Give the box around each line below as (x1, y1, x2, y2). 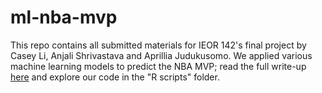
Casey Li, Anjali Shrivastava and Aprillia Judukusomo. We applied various (10, 49, 313, 61)
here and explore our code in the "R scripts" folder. (10, 71, 220, 83)
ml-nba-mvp (10, 6, 118, 29)
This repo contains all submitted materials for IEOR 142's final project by (10, 39, 307, 51)
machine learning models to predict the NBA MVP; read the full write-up (10, 60, 307, 72)
